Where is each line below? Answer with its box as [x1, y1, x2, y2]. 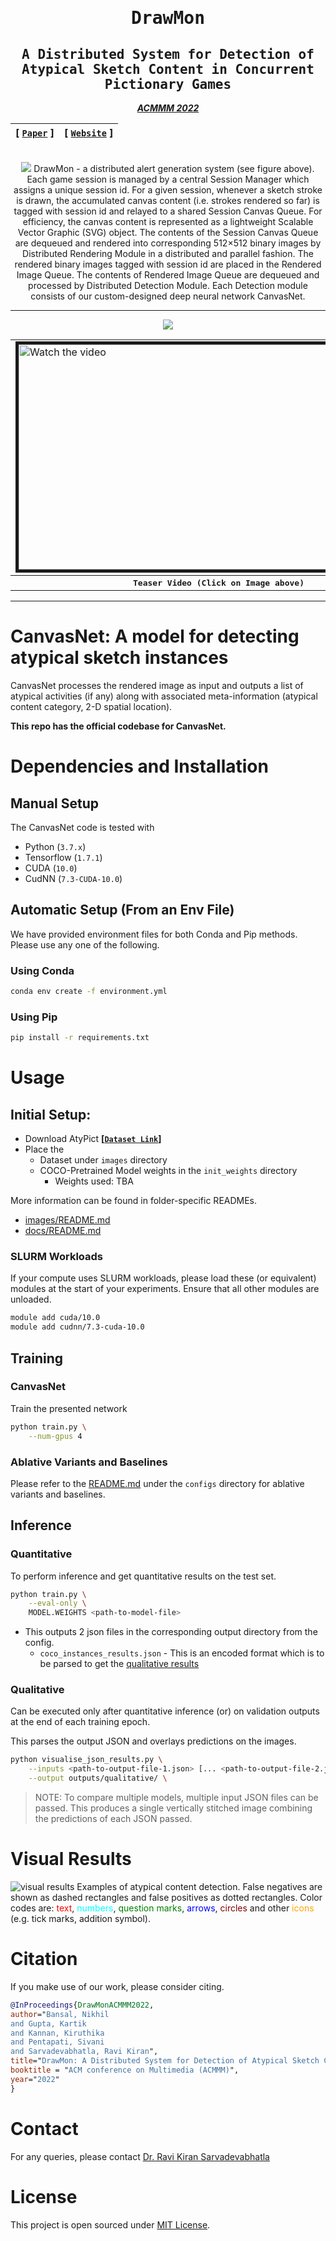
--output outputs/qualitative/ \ [28, 1773, 168, 1784]
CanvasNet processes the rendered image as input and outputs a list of [10, 679, 304, 691]
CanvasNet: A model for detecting [10, 625, 300, 648]
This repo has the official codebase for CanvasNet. [10, 720, 227, 732]
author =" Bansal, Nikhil [10, 2009, 110, 2019]
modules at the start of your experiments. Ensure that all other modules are [10, 1283, 320, 1295]
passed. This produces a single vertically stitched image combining [34, 1802, 313, 1814]
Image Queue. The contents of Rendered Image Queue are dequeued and [16, 269, 320, 281]
